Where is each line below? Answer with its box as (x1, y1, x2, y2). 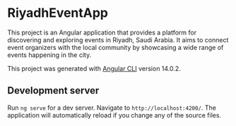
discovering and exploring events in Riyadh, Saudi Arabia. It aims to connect (7, 35, 229, 44)
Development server (7, 84, 100, 96)
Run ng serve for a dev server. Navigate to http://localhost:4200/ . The (7, 103, 217, 112)
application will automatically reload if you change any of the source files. (7, 111, 221, 119)
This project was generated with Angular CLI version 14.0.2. (7, 64, 182, 73)
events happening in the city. (7, 51, 92, 59)
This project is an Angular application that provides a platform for (7, 28, 196, 37)
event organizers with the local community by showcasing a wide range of (7, 43, 224, 51)
